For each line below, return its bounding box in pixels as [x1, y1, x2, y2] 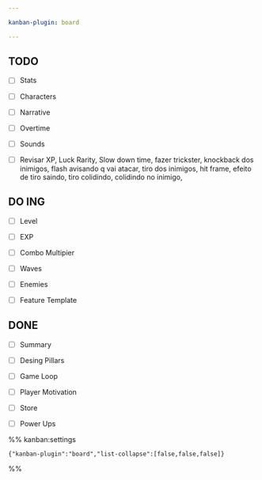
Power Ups [19, 419, 56, 429]
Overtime [19, 123, 51, 133]
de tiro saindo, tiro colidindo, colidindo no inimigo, [19, 172, 183, 182]
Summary [19, 339, 51, 349]
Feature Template [19, 295, 78, 304]
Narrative [19, 108, 51, 117]
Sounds [19, 139, 45, 149]
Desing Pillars [19, 355, 65, 365]
